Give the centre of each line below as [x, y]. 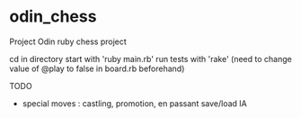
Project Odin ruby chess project [68, 41]
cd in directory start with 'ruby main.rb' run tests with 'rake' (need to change [150, 59]
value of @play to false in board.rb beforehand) [97, 68]
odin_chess [53, 17]
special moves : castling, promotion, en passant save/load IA [134, 103]
